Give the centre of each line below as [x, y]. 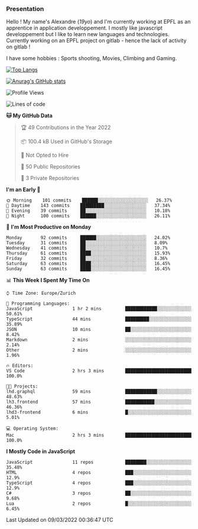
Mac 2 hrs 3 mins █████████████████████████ [99, 436]
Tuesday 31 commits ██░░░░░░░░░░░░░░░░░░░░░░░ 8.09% [87, 243]
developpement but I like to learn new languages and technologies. [88, 34]
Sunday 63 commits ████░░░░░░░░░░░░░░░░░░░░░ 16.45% [88, 269]
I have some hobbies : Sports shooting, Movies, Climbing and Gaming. [92, 59]
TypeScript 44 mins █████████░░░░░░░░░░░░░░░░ [99, 319]
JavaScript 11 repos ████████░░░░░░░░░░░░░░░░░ [99, 462]
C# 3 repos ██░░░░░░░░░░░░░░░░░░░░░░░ [99, 493]
